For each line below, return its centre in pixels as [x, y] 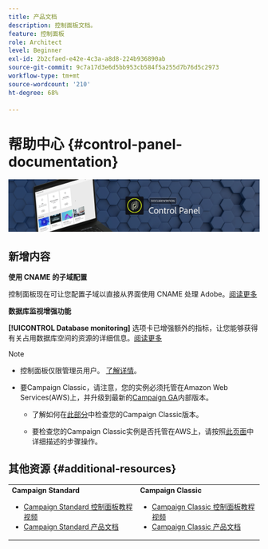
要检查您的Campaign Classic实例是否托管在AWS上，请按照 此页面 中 [142, 431]
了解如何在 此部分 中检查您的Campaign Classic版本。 [117, 414]
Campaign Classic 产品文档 [196, 527]
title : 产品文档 [33, 17]
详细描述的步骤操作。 [67, 441]
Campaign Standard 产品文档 [71, 527]
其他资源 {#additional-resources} [93, 469]
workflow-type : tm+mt [44, 76]
